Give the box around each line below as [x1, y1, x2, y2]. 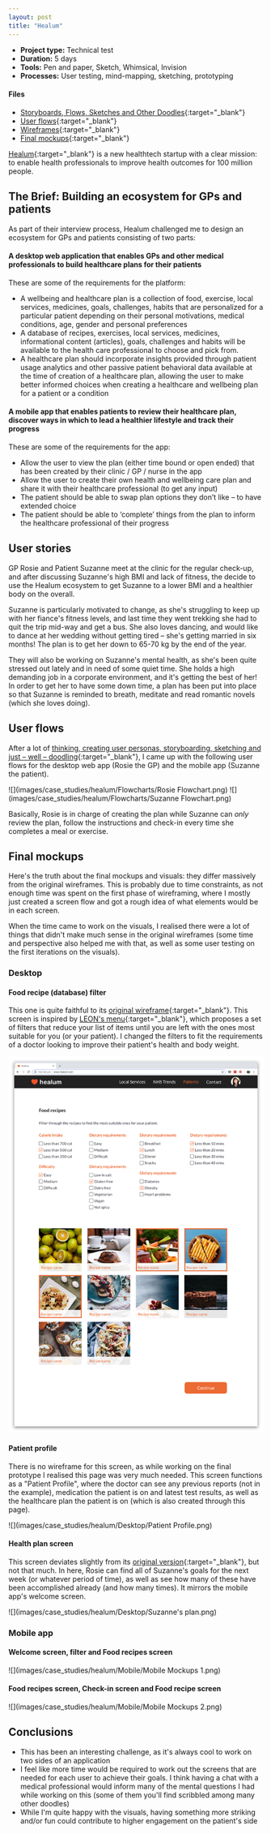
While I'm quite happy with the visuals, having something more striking [19, 1807, 256, 1817]
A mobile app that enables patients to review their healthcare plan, [8, 406, 237, 417]
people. [8, 166, 34, 176]
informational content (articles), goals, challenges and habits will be [19, 337, 246, 346]
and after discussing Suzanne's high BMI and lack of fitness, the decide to [8, 572, 256, 582]
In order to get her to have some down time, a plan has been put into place [8, 681, 257, 690]
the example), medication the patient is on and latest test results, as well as [8, 1487, 259, 1497]
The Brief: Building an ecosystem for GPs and [8, 190, 243, 204]
